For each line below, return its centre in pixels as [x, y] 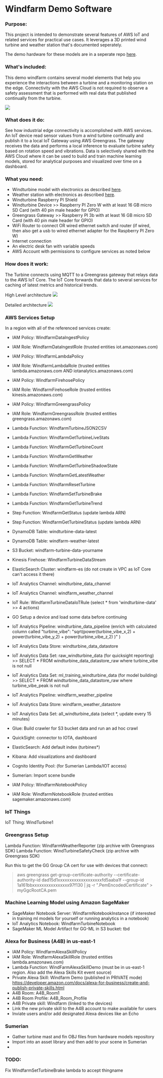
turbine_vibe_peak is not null [41, 686]
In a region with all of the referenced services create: [58, 328]
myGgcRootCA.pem [37, 890]
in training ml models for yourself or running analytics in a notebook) [81, 918]
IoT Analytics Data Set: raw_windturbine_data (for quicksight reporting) [83, 655]
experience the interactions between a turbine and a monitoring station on [79, 82]
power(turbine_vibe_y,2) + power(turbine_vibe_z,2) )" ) [66, 637]
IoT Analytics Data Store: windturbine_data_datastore [65, 646]
